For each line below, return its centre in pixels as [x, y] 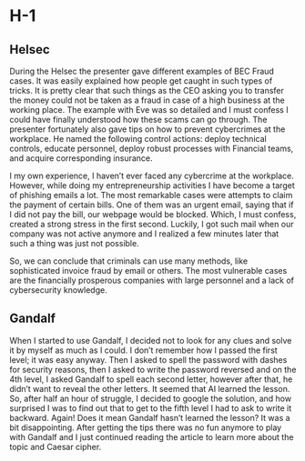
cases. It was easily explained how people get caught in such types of [141, 81]
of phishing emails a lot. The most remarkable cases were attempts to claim [151, 195]
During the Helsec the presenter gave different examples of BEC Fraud [142, 71]
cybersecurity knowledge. [58, 290]
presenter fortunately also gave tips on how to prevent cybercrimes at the [147, 129]
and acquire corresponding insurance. [81, 158]
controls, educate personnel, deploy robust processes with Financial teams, [152, 148]
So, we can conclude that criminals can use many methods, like [129, 261]
